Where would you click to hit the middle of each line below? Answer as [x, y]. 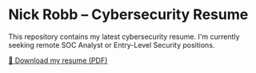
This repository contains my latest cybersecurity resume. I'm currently [124, 36]
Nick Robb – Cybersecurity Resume [128, 15]
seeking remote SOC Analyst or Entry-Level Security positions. [112, 44]
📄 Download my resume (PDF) [58, 60]
